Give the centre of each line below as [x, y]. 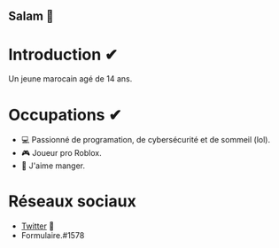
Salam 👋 [31, 16]
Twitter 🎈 [38, 226]
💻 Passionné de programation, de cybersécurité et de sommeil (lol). [146, 140]
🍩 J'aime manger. [53, 166]
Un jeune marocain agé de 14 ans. [70, 79]
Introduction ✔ [63, 54]
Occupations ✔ [65, 115]
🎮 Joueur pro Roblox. [62, 153]
